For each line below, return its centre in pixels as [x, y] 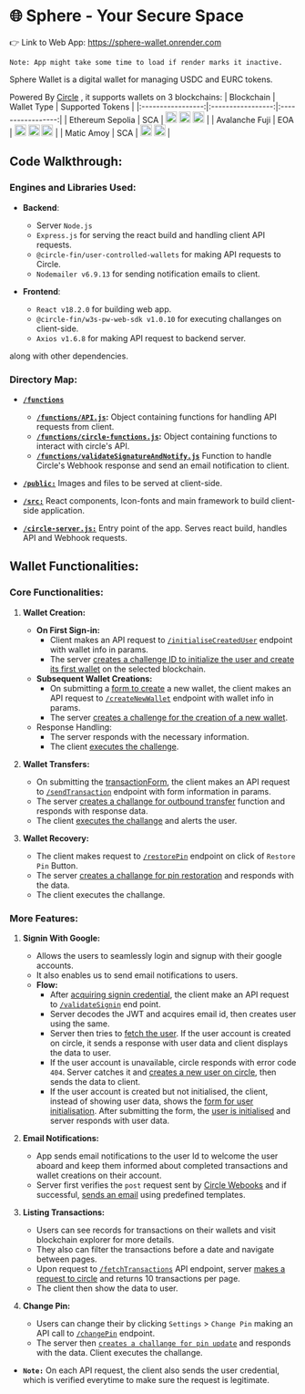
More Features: [44, 918]
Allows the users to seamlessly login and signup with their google [159, 955]
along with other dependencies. [69, 356]
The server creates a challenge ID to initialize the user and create [172, 659]
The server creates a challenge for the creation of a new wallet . [169, 717]
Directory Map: [43, 380]
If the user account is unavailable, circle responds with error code [173, 1062]
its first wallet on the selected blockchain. [128, 669]
